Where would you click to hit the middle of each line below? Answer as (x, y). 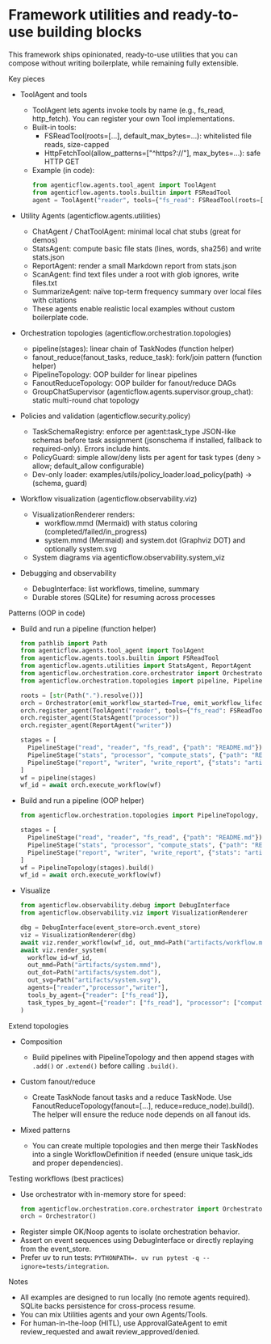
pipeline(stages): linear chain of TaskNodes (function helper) (133, 349)
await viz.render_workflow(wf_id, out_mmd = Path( (103, 942)
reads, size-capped (77, 144)
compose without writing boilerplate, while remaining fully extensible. (124, 63)
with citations (54, 300)
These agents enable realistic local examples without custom (133, 308)
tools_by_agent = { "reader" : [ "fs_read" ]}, (98, 995)
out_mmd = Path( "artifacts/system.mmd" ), (95, 965)
